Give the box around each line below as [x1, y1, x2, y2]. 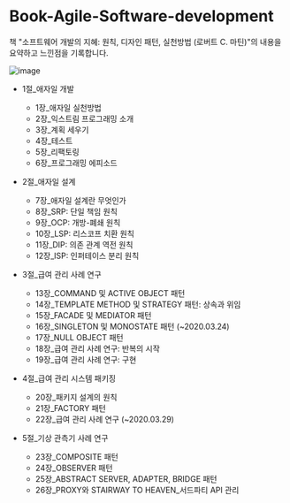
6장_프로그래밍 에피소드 [34, 157, 118, 168]
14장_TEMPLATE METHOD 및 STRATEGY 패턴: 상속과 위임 [34, 299, 241, 309]
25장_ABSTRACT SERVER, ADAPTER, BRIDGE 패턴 [34, 473, 218, 484]
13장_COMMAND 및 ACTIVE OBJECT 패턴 [34, 287, 186, 298]
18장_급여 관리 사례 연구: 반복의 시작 [34, 343, 161, 354]
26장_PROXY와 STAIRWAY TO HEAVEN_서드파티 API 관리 [34, 484, 240, 495]
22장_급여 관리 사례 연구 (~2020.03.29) [34, 414, 175, 424]
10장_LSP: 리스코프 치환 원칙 [34, 228, 135, 239]
